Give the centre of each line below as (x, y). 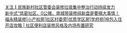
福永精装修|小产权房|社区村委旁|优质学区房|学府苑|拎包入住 (63, 19)
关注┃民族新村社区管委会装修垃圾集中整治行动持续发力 (60, 7)
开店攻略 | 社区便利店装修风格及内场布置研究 (49, 25)
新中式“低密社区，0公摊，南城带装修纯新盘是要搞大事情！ (62, 13)
